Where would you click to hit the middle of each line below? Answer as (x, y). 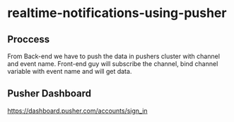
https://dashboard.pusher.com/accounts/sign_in (77, 111)
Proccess (29, 39)
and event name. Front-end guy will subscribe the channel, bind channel (113, 64)
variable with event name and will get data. (70, 71)
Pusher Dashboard (49, 94)
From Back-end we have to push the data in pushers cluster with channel (114, 56)
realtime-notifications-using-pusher (117, 13)
